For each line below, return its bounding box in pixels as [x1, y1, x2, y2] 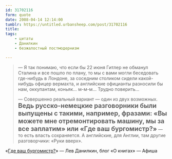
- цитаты [14, 36, 33, 42]
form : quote [5, 12, 31, 17]
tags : [5, 31, 17, 36]
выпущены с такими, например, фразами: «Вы [17, 109, 167, 117]
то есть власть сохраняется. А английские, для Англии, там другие [17, 132, 166, 138]
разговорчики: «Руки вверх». [17, 137, 83, 144]
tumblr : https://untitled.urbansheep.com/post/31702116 [5, 22, 127, 27]
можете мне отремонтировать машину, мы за [17, 116, 165, 125]
